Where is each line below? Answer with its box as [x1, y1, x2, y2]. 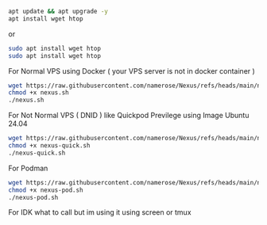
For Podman [8, 163, 48, 173]
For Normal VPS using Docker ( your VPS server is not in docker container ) [8, 66, 256, 75]
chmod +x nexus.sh [8, 89, 69, 97]
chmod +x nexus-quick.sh [8, 142, 91, 150]
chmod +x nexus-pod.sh [8, 186, 83, 194]
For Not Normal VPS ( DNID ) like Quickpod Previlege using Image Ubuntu [8, 111, 250, 120]
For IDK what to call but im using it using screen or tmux [8, 208, 192, 217]
